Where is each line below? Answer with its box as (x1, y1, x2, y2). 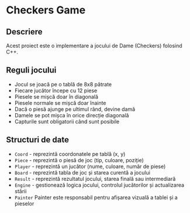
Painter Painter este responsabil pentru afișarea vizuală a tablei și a (14, 194, 178, 201)
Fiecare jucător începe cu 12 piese (14, 87, 98, 94)
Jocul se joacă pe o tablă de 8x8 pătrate (14, 81, 112, 88)
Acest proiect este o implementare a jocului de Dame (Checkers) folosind (6, 42, 182, 49)
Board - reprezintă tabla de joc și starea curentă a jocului (14, 169, 151, 176)
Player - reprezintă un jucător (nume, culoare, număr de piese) (14, 163, 166, 170)
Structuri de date (6, 135, 69, 145)
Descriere (6, 27, 43, 37)
